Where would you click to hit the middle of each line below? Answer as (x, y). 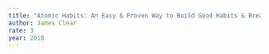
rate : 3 (21, 30)
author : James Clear (43, 23)
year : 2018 (26, 38)
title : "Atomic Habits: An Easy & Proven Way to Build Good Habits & (127, 15)
